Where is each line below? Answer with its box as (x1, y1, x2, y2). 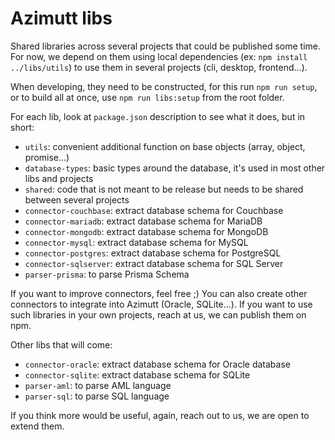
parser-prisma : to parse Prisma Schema (24, 268, 190, 280)
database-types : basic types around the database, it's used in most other (24, 162, 326, 174)
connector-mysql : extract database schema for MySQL (24, 236, 249, 248)
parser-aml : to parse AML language (24, 379, 172, 391)
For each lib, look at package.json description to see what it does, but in (10, 110, 306, 122)
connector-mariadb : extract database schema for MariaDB (24, 215, 263, 227)
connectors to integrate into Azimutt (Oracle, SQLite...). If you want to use (10, 298, 313, 310)
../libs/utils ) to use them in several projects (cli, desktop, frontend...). (10, 61, 308, 73)
